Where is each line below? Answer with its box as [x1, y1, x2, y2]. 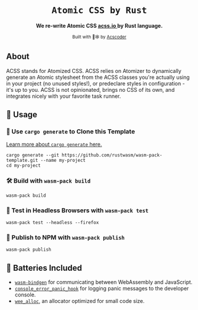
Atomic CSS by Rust [51, 5, 147, 16]
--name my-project [40, 158, 86, 164]
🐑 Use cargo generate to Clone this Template [6, 127, 135, 136]
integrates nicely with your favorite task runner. [6, 92, 121, 100]
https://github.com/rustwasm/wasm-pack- [61, 152, 163, 158]
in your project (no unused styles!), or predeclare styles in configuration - [6, 79, 185, 87]
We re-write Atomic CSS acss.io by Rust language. [35, 22, 163, 29]
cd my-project [6, 162, 41, 169]
